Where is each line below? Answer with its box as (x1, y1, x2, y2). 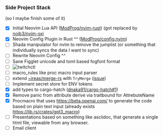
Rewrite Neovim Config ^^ (12, 52, 66, 58)
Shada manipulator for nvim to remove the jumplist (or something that (12, 41, 156, 47)
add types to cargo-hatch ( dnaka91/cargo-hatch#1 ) (12, 86, 118, 92)
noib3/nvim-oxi (12, 30, 44, 36)
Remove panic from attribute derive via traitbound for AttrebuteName (12, 92, 155, 98)
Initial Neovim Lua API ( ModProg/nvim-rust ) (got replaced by (12, 25, 137, 31)
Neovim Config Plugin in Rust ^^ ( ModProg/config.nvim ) (12, 36, 127, 42)
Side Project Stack (5, 4, 51, 11)
